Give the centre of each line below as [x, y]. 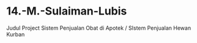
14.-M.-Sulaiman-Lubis [67, 11]
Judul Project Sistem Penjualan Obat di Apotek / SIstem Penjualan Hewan [99, 28]
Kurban [16, 34]
